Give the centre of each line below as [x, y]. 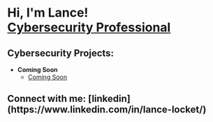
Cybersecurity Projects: [60, 53]
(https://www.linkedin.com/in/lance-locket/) [107, 110]
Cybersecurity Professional [89, 27]
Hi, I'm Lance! [48, 13]
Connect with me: [47, 99]
